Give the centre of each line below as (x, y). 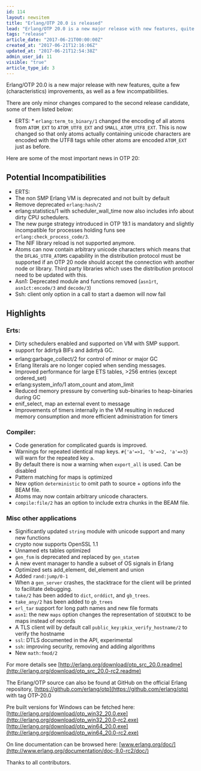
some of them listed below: (40, 110)
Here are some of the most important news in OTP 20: (73, 158)
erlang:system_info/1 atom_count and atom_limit (74, 384)
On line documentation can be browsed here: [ (64, 744)
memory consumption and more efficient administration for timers (96, 416)
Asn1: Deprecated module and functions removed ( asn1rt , (86, 281)
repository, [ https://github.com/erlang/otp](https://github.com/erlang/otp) (97, 689)
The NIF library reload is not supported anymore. (75, 243)
